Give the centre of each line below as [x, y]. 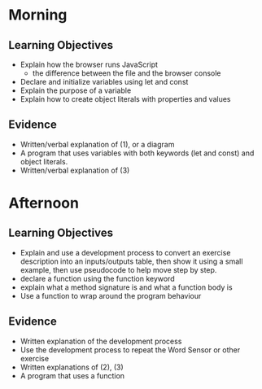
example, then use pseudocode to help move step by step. [118, 269]
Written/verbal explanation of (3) [75, 170]
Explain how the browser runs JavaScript [89, 64]
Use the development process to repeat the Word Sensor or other [130, 350]
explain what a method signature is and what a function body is [127, 287]
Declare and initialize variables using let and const [104, 82]
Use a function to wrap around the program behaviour [111, 295]
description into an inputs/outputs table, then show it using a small [131, 261]
